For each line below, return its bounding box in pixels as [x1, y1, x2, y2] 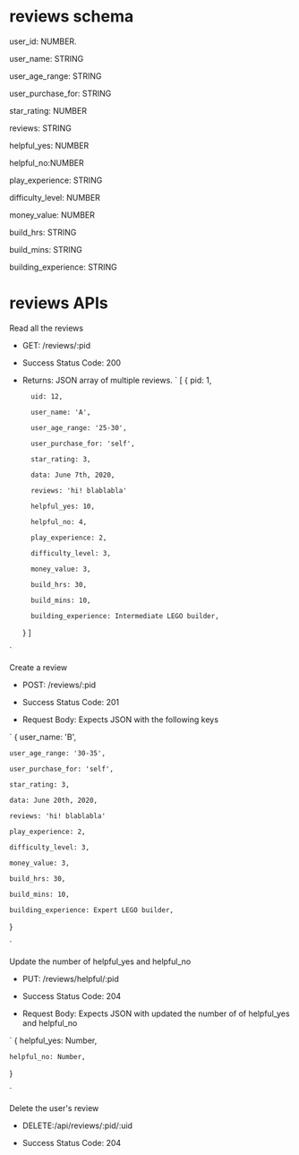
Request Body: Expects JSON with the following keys [21, 714, 219, 725]
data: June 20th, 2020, [9, 796, 98, 805]
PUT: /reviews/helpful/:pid [21, 973, 119, 984]
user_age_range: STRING [9, 70, 102, 82]
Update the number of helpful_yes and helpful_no [9, 956, 192, 967]
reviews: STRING [9, 123, 72, 134]
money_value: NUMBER [9, 209, 96, 220]
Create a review [9, 661, 68, 673]
